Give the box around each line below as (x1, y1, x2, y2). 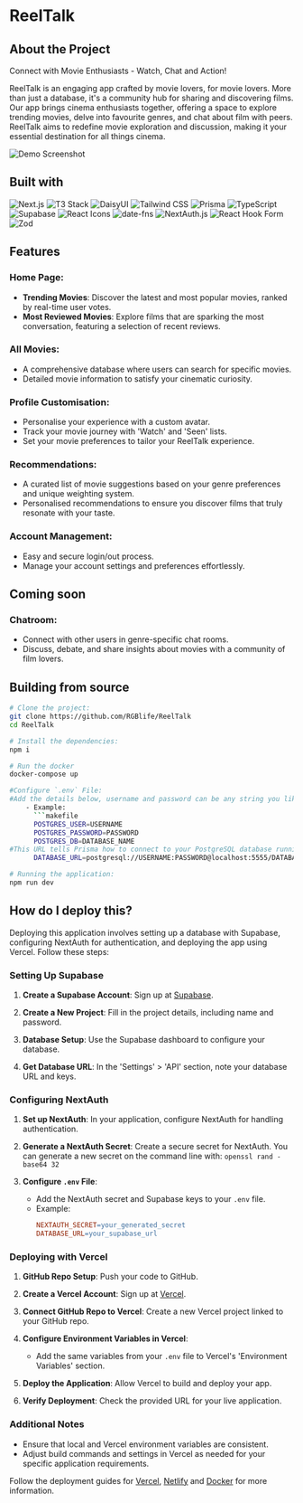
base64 (22, 1160, 48, 1169)
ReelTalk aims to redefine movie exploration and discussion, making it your (9, 121, 287, 132)
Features (9, 244, 60, 260)
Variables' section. (35, 1360, 106, 1371)
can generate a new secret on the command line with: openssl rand (22, 1150, 273, 1162)
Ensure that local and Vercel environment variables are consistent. (22, 1439, 269, 1450)
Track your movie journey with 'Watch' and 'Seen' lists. (22, 426, 227, 437)
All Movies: (9, 343, 60, 355)
